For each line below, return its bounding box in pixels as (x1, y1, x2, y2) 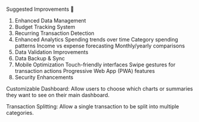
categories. (6, 110, 34, 116)
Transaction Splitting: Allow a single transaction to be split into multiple (6, 103, 179, 110)
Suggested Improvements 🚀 (6, 6, 74, 12)
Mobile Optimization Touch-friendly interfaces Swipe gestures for (14, 61, 176, 68)
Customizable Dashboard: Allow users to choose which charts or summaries (6, 85, 193, 92)
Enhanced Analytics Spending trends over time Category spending (14, 36, 178, 43)
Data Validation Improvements (14, 49, 89, 56)
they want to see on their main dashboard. (6, 92, 110, 98)
